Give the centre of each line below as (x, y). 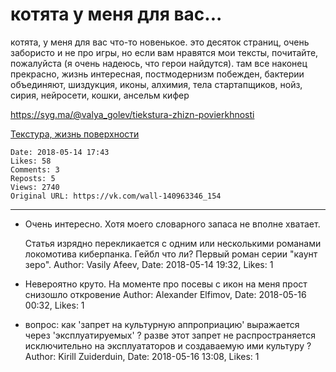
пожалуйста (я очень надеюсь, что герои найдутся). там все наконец (159, 63)
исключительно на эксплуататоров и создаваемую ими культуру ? (168, 345)
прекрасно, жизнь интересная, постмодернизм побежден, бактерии (157, 74)
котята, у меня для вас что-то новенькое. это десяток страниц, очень (160, 42)
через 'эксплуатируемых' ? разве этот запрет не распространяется (170, 335)
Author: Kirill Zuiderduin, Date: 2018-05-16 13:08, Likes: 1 (142, 356)
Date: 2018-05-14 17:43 (60, 152)
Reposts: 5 (33, 178)
